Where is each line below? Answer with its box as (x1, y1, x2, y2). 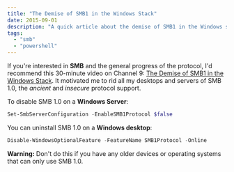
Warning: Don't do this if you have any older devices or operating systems (7, 149, 221, 157)
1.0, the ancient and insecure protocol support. (7, 84, 141, 92)
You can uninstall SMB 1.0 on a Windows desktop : (7, 123, 153, 132)
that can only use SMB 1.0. (7, 157, 84, 165)
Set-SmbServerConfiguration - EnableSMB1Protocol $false (7, 111, 173, 118)
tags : (7, 29, 23, 37)
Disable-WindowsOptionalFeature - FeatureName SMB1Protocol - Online (7, 136, 208, 143)
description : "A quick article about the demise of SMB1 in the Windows (7, 23, 223, 30)
